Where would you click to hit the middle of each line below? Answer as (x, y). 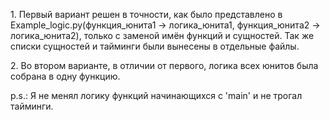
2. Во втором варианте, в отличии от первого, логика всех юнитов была (164, 65)
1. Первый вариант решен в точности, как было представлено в (146, 14)
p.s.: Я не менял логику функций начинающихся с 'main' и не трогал (156, 95)
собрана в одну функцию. (65, 76)
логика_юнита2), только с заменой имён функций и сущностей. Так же (162, 35)
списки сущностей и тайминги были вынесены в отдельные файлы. (155, 46)
